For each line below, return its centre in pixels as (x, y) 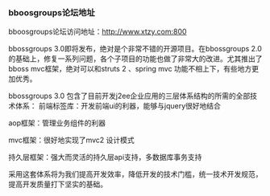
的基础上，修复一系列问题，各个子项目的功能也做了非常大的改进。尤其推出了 (135, 59)
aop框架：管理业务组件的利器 (57, 123)
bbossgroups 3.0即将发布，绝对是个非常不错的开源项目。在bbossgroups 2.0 (135, 49)
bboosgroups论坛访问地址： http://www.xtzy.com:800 (98, 32)
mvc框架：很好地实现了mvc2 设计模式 (71, 140)
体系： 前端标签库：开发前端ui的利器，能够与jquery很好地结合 (118, 106)
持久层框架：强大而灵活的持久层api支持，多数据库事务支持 (105, 157)
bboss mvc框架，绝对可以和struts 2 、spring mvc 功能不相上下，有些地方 (130, 69)
